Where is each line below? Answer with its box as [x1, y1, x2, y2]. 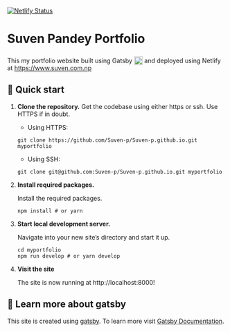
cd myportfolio [17, 247, 62, 254]
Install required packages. [17, 181, 95, 189]
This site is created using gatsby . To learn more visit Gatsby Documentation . [7, 317, 224, 325]
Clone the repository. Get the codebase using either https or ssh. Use [17, 102, 218, 110]
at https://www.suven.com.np [7, 63, 92, 72]
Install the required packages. [17, 194, 103, 202]
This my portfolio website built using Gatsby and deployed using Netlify [7, 56, 222, 65]
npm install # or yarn [17, 207, 83, 215]
